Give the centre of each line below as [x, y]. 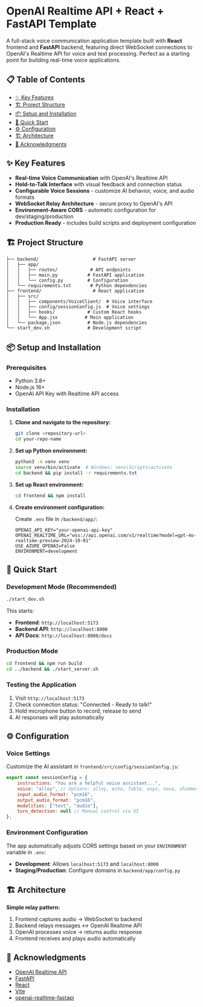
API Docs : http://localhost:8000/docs [63, 635]
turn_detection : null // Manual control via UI [78, 811]
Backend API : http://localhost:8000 [61, 629]
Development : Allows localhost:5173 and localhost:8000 [87, 864]
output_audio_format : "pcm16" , [56, 800]
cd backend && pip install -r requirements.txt [76, 473]
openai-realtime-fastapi [44, 998]
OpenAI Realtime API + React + [85, 11]
